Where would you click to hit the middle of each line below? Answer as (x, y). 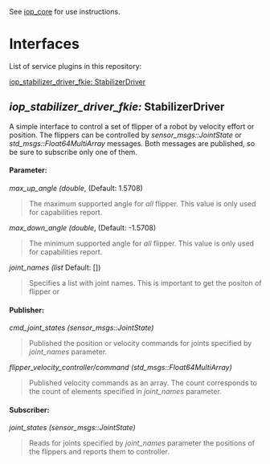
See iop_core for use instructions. (65, 12)
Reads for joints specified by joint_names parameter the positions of (142, 443)
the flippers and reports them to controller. (99, 452)
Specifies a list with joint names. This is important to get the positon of (145, 283)
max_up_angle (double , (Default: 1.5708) (76, 188)
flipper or (44, 291)
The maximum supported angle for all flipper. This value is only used (142, 203)
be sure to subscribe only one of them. (73, 152)
